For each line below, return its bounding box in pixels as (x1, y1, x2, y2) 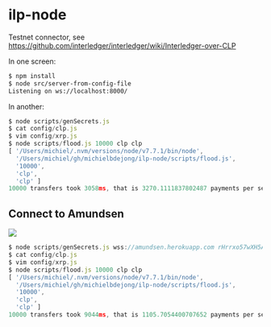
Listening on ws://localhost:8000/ (8, 87, 128, 95)
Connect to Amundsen (8, 207, 125, 221)
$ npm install (8, 72, 56, 80)
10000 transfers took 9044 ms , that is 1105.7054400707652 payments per (8, 311, 254, 319)
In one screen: (8, 56, 56, 66)
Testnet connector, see (8, 32, 85, 42)
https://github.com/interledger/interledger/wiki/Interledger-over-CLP (8, 40, 236, 50)
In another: (8, 101, 44, 111)
